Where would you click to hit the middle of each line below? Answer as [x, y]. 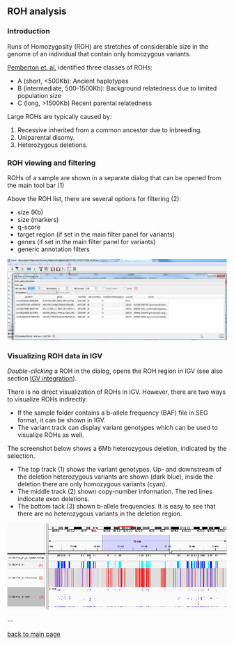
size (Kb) [30, 212]
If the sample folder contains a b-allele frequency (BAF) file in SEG [112, 413]
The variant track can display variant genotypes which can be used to [117, 428]
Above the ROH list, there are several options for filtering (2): [94, 198]
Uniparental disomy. [46, 137]
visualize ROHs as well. [50, 435]
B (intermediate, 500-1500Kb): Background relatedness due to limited [117, 88]
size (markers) [38, 219]
